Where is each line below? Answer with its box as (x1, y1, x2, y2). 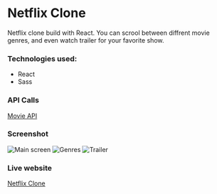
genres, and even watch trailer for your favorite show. (7, 36, 164, 44)
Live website (7, 163, 52, 173)
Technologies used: (7, 53, 78, 63)
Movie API (7, 112, 38, 120)
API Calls (7, 95, 39, 105)
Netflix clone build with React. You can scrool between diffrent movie (7, 28, 210, 37)
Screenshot (7, 129, 48, 139)
